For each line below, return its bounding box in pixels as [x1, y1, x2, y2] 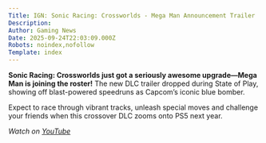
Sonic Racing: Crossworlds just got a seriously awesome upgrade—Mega [8, 71, 257, 79]
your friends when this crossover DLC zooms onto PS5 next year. [8, 111, 223, 120]
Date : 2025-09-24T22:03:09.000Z [8, 33, 116, 42]
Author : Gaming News [8, 26, 77, 34]
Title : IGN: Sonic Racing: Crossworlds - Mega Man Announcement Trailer [8, 11, 256, 20]
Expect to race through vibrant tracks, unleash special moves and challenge [8, 102, 258, 112]
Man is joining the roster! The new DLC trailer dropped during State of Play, [8, 79, 259, 88]
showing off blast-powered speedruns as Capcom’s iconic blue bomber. [8, 87, 245, 96]
